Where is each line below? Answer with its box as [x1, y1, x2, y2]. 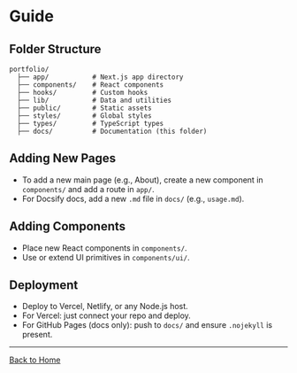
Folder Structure [9, 42, 102, 57]
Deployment [9, 277, 79, 293]
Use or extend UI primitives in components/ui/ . [21, 252, 190, 262]
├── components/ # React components [17, 81, 164, 89]
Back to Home [9, 354, 61, 365]
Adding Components [9, 219, 126, 234]
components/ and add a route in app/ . [21, 183, 155, 194]
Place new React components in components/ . [21, 242, 187, 253]
